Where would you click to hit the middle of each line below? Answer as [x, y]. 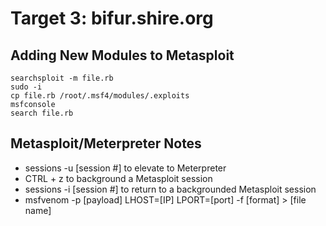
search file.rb [42, 113]
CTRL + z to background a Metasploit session [118, 178]
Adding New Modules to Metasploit [122, 55]
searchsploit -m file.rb [62, 78]
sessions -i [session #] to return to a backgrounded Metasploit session [170, 189]
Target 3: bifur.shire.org [112, 18]
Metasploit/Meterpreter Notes [106, 143]
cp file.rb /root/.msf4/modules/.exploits [100, 96]
